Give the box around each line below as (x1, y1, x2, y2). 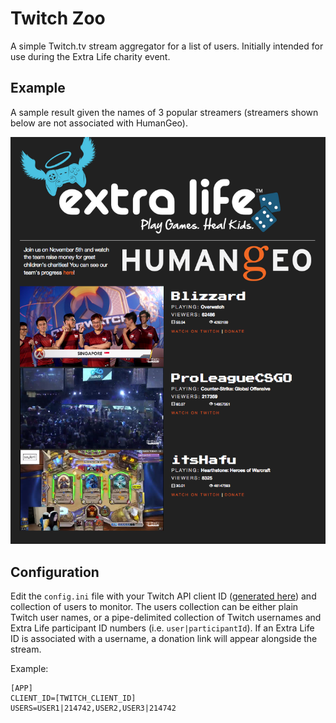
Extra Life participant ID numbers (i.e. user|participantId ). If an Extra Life (10, 622, 315, 634)
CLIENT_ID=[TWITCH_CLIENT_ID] (10, 693, 137, 704)
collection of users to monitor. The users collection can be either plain (10, 601, 299, 613)
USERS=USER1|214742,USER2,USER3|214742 (10, 703, 177, 714)
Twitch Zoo (10, 7, 106, 30)
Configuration (10, 563, 100, 581)
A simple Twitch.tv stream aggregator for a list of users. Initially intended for (10, 40, 324, 52)
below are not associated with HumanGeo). (10, 117, 188, 129)
